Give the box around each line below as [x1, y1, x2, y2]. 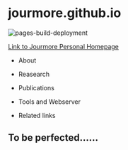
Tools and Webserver [18, 97, 81, 106]
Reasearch [18, 70, 50, 78]
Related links [18, 111, 56, 119]
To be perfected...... [8, 132, 98, 144]
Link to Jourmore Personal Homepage [8, 42, 120, 50]
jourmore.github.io [8, 5, 122, 21]
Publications [18, 83, 55, 92]
